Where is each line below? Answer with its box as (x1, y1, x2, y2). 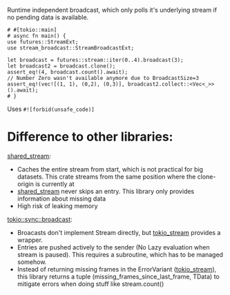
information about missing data (17, 194, 106, 203)
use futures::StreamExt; (7, 39, 79, 45)
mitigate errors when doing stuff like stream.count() (17, 279, 164, 288)
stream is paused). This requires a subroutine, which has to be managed (17, 250, 223, 258)
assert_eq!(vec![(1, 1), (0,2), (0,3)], (7, 81, 126, 88)
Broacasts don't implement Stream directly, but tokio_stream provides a (17, 228, 221, 236)
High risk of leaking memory (17, 201, 98, 210)
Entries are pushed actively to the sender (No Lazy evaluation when (17, 243, 211, 251)
